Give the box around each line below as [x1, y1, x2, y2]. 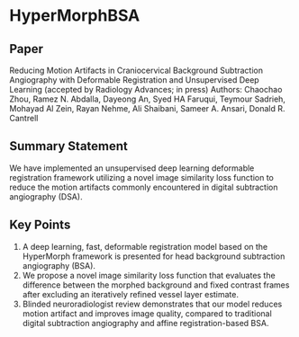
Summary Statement [9, 138, 129, 154]
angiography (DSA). [9, 191, 83, 202]
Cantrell [9, 113, 39, 123]
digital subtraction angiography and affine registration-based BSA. [22, 317, 269, 328]
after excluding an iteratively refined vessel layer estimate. [22, 288, 240, 299]
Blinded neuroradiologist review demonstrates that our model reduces [22, 298, 283, 309]
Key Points [9, 217, 71, 233]
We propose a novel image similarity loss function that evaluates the [22, 270, 276, 280]
